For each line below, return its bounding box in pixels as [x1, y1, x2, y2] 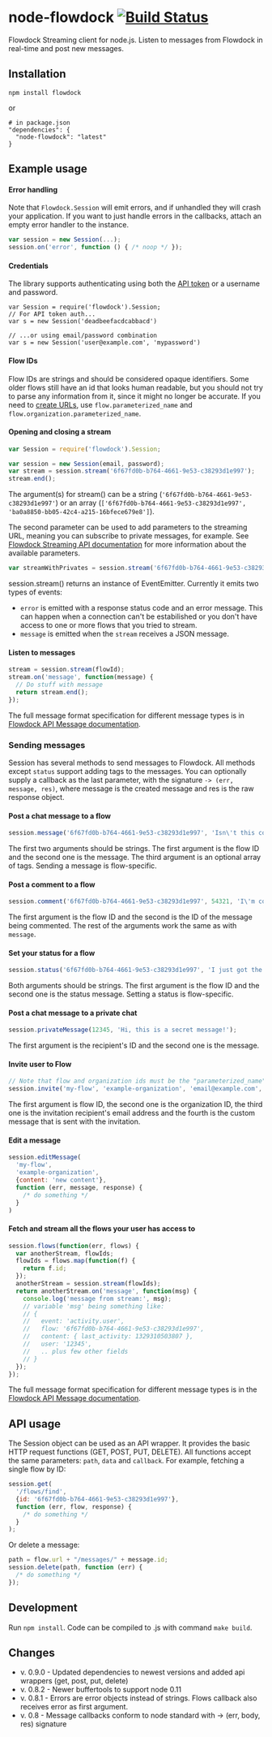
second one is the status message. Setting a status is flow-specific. [8, 989, 234, 999]
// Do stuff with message [15, 681, 104, 689]
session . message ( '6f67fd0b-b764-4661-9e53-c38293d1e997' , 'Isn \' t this [8, 829, 255, 837]
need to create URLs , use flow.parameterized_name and [8, 400, 193, 409]
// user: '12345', [23, 1340, 92, 1348]
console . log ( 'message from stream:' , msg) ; [23, 1294, 172, 1303]
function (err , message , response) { [15, 1183, 143, 1191]
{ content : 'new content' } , [15, 1176, 107, 1185]
